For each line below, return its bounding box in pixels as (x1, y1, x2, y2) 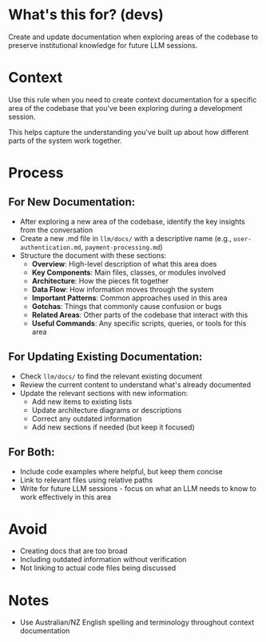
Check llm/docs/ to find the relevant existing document (19, 371, 203, 381)
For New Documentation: (8, 196, 136, 209)
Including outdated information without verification (19, 555, 187, 565)
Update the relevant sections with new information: (19, 388, 189, 398)
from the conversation (19, 225, 93, 235)
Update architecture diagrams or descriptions (31, 405, 182, 414)
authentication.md (19, 244, 81, 252)
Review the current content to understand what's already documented (19, 379, 252, 389)
